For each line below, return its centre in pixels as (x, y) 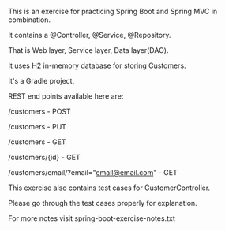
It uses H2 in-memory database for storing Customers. (97, 65)
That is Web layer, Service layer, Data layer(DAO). (88, 50)
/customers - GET (37, 142)
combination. (30, 20)
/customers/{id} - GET (44, 157)
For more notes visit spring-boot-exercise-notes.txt (92, 218)
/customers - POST (39, 111)
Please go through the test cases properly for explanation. (103, 203)
